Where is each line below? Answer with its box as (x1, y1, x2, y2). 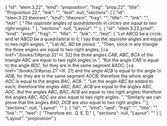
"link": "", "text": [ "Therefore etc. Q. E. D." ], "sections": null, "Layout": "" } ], (5, 110, 162, 116)
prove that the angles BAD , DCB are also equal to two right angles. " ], (5, 100, 149, 105)
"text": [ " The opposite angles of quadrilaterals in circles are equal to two (5, 20, 156, 26)
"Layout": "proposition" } (5, 116, 56, 121)
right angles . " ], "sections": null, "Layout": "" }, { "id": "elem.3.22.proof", (5, 25, 155, 31)
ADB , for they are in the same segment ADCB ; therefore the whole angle (5, 73, 154, 79)
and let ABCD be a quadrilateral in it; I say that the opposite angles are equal (5, 36, 162, 42)
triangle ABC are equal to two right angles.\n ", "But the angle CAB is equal (5, 57, 159, 63)
